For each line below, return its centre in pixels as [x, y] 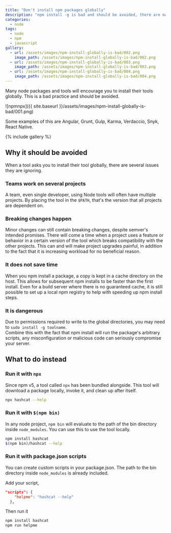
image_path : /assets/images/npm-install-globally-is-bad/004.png [85, 76]
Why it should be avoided [46, 153]
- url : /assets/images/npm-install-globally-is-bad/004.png [75, 72]
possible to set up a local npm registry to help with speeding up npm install [84, 292]
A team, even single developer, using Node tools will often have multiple [81, 195]
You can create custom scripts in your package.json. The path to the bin [81, 467]
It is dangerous [24, 310]
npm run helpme [21, 525]
